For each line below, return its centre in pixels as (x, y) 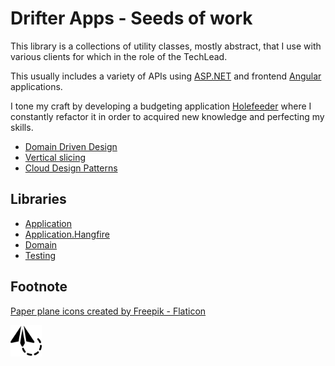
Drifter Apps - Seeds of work (131, 18)
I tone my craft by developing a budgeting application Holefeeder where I (161, 106)
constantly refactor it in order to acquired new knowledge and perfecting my (167, 116)
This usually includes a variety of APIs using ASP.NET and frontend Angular (166, 76)
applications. (36, 86)
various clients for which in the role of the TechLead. (119, 56)
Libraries (38, 199)
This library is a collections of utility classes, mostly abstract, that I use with (166, 46)
